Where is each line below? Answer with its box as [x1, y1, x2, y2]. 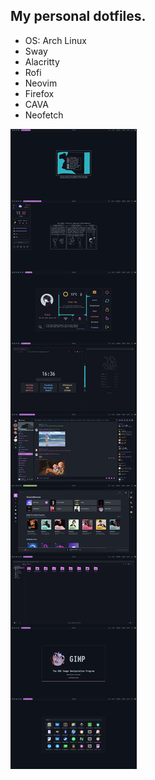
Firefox [24, 87, 55, 99]
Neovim [24, 77, 58, 89]
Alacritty [24, 55, 60, 68]
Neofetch [24, 109, 64, 121]
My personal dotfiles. [10, 8, 147, 25]
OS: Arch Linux [24, 34, 87, 46]
